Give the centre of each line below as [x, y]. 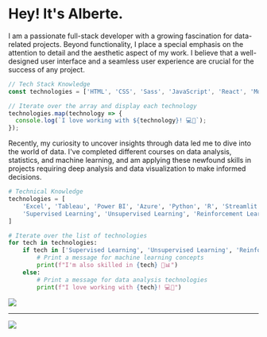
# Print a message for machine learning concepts [120, 258]
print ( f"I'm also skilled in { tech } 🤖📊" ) [108, 265]
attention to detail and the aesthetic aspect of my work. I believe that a [124, 52]
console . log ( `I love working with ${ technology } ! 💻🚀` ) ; [111, 121]
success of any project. [46, 69]
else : [32, 272]
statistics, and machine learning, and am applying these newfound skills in [130, 161]
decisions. [25, 177]
